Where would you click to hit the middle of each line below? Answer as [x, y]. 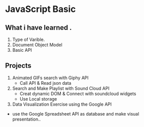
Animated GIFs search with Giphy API [50, 78]
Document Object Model [37, 45]
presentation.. [26, 119]
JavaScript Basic [40, 9]
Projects [18, 66]
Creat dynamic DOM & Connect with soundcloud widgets [78, 94]
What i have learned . [39, 28]
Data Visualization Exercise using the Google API [62, 104]
